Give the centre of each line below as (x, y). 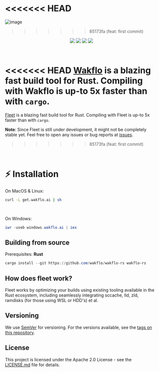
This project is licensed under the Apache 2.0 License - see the (68, 359)
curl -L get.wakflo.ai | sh (33, 200)
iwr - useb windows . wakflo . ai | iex (41, 227)
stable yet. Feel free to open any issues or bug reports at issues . (69, 135)
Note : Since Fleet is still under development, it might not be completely (76, 129)
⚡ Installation (32, 174)
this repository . (20, 332)
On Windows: (18, 218)
